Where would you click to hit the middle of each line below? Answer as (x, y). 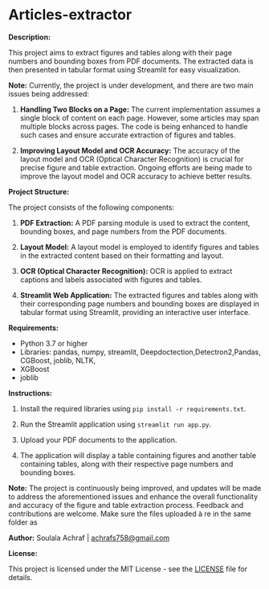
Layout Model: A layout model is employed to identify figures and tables (139, 247)
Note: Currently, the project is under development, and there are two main (131, 85)
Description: (29, 37)
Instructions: (31, 393)
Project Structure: (39, 191)
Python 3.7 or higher (54, 343)
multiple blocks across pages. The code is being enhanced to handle (134, 126)
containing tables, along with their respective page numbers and (126, 464)
